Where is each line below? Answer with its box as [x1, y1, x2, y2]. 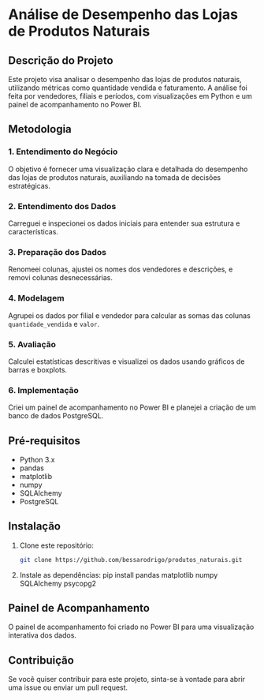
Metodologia [8, 122, 73, 136]
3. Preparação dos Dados [8, 246, 106, 257]
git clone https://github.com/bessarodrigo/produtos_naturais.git [19, 556, 243, 563]
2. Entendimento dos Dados [8, 200, 117, 211]
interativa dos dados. [8, 631, 77, 640]
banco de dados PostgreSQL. [8, 411, 104, 421]
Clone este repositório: [19, 541, 95, 550]
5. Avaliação [8, 339, 57, 350]
